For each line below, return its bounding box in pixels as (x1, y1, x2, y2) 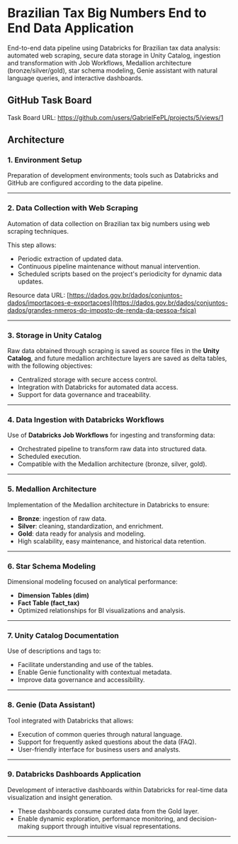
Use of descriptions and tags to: (7, 646, 101, 655)
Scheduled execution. (17, 453, 81, 461)
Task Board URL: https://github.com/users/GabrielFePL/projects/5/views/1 (7, 113, 224, 121)
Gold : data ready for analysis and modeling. (17, 529, 146, 538)
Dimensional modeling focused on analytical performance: (7, 577, 178, 585)
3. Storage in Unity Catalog (7, 330, 102, 340)
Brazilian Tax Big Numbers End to (7, 5, 207, 21)
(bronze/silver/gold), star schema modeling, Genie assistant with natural (7, 66, 218, 75)
